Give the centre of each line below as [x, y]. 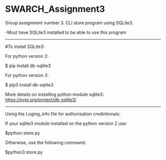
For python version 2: [27, 56]
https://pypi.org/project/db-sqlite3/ [41, 99]
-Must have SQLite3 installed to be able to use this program [66, 32]
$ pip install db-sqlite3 [28, 66]
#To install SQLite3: [25, 46]
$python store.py [23, 133]
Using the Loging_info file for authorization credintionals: [63, 114]
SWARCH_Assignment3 [55, 9]
